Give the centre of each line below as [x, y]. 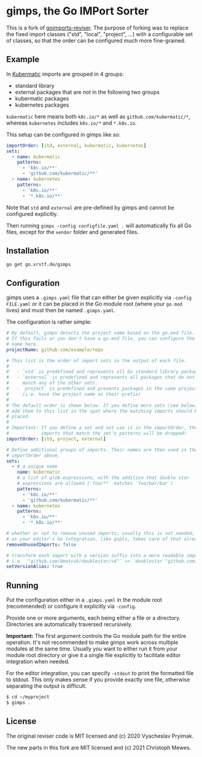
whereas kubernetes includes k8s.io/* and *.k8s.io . [72, 123]
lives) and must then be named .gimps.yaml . [61, 311]
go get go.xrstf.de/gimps [38, 265]
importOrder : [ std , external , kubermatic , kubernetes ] [76, 146]
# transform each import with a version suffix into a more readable [95, 555]
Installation [28, 251]
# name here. [23, 344]
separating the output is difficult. [47, 686]
